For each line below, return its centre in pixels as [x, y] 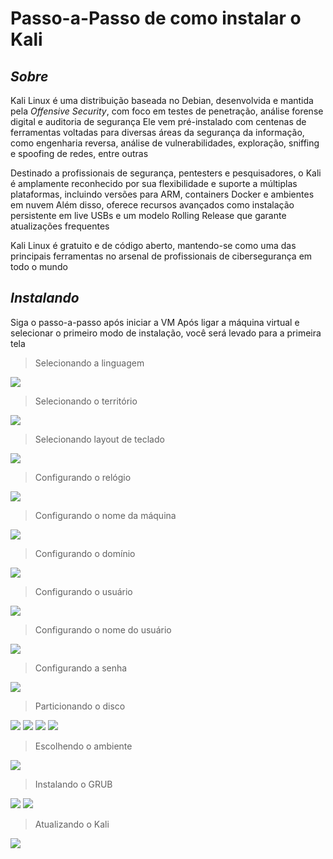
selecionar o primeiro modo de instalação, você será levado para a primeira [166, 333]
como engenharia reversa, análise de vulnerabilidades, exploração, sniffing [165, 143]
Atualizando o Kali [72, 824]
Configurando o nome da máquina [105, 515]
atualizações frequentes [60, 226]
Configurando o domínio [85, 553]
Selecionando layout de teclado [99, 439]
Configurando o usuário [83, 591]
